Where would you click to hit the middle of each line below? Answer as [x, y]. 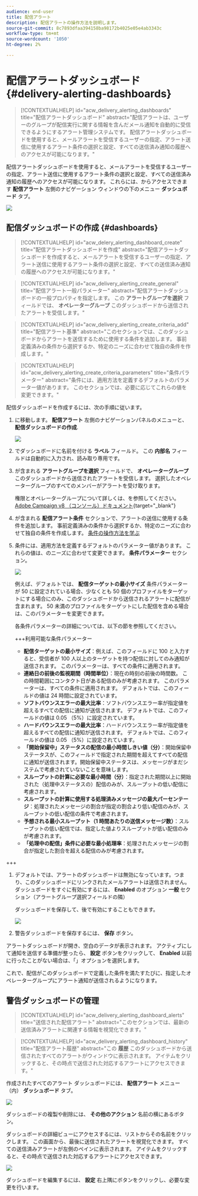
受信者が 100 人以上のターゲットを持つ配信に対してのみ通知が [114, 658]
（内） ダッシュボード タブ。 [41, 1091]
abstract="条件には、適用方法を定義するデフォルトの [110, 380]
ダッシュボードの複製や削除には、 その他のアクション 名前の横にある [90, 1114]
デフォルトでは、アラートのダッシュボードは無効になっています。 [94, 874]
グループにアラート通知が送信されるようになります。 [96, 980]
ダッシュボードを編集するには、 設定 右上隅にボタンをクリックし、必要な [95, 1180]
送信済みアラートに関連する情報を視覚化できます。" [83, 1030]
